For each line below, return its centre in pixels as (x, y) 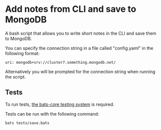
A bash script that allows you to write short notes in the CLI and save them (81, 33)
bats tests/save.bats (27, 123)
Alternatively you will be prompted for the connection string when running (80, 71)
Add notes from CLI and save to (71, 9)
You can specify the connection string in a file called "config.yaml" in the (79, 48)
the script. (16, 77)
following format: (22, 53)
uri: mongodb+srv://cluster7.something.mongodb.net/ (60, 62)
